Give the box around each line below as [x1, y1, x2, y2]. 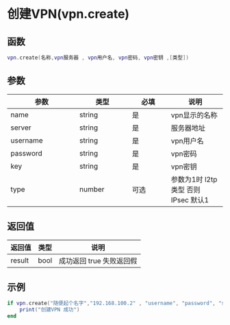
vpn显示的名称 [170, 110, 218, 120]
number [79, 184, 105, 194]
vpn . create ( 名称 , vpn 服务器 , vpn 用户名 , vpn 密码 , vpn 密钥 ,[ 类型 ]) [7, 54, 190, 61]
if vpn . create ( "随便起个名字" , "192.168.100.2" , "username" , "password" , [7, 300, 216, 307]
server [10, 123, 32, 132]
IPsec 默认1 [170, 195, 209, 204]
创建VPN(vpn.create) [7, 6, 130, 22]
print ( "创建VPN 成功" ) [19, 306, 80, 313]
